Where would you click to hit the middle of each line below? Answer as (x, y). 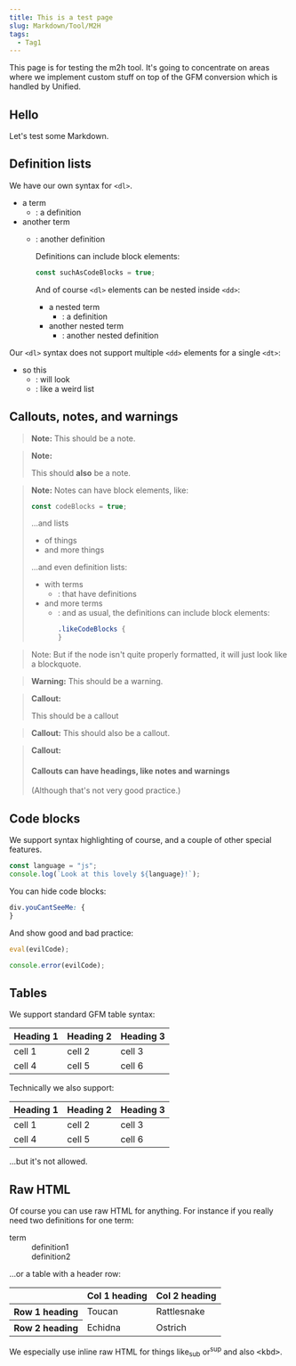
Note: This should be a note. (83, 438)
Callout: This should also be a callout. (100, 733)
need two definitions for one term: (72, 1221)
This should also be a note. (81, 472)
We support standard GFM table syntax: (82, 1014)
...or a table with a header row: (65, 1274)
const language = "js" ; (53, 866)
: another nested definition (110, 335)
